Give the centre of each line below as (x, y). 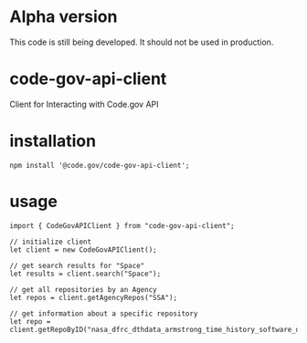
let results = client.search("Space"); (85, 274)
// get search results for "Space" (77, 265)
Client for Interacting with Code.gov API (84, 104)
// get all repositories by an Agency (83, 289)
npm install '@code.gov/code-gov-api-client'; (100, 165)
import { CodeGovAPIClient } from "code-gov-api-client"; (122, 225)
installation (53, 141)
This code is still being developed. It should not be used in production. (142, 42)
